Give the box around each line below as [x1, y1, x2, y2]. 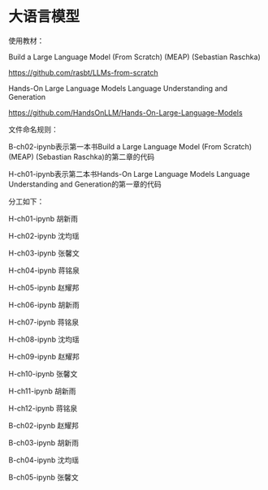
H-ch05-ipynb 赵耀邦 [8, 282, 80, 292]
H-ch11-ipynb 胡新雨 [8, 386, 76, 396]
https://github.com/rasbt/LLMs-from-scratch [8, 67, 158, 77]
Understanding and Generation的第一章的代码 [8, 179, 162, 189]
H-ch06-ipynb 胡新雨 [8, 299, 80, 309]
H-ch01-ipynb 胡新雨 [8, 213, 79, 223]
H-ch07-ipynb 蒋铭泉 [8, 317, 80, 327]
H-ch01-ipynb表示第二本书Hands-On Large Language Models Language [8, 169, 250, 178]
